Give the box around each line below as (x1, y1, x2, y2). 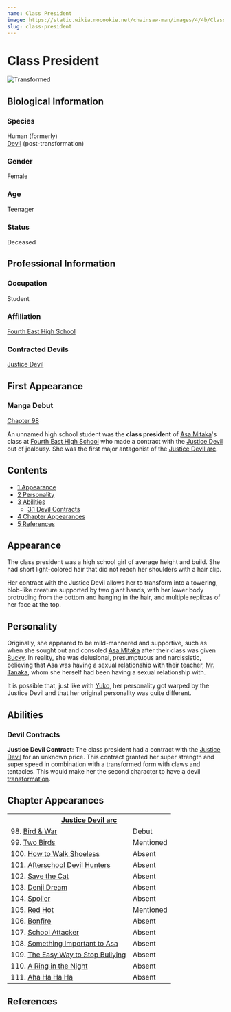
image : (7, 17, 26, 23)
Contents (7, 465, 48, 476)
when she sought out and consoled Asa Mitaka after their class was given (7, 646, 217, 654)
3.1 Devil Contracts (27, 505, 80, 513)
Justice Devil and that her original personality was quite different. (7, 689, 192, 697)
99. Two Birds (10, 837, 56, 847)
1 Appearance (16, 483, 56, 491)
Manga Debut (7, 401, 54, 411)
